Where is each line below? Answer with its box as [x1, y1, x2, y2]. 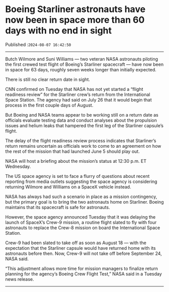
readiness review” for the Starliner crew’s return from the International [5, 91, 150, 98]
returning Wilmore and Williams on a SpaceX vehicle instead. [5, 183, 132, 189]
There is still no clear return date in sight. [5, 76, 91, 82]
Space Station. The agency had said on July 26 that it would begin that [5, 96, 152, 103]
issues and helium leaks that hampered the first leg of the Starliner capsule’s [5, 122, 164, 129]
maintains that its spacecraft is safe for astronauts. [5, 204, 110, 210]
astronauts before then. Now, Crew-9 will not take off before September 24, [5, 250, 162, 256]
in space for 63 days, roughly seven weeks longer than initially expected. [5, 66, 157, 72]
